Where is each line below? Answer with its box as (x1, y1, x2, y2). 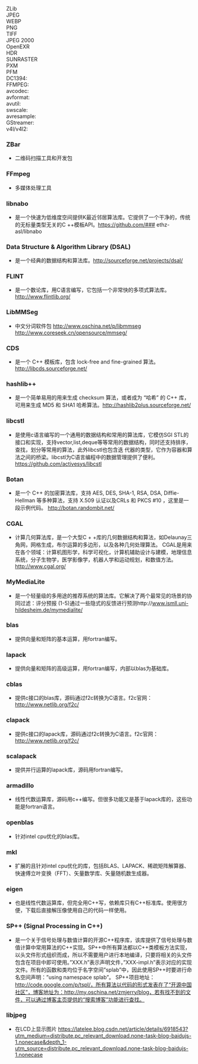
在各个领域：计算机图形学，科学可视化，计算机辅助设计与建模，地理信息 (14, 548, 192, 556)
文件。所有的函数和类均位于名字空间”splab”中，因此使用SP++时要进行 (14, 966, 187, 973)
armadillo (6, 781, 34, 789)
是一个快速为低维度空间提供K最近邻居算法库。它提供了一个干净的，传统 (14, 213, 191, 221)
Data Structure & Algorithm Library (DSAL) (6, 243, 131, 251)
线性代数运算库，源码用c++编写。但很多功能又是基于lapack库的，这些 (14, 796, 187, 803)
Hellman (14, 497, 36, 504)
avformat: (6, 94, 30, 101)
